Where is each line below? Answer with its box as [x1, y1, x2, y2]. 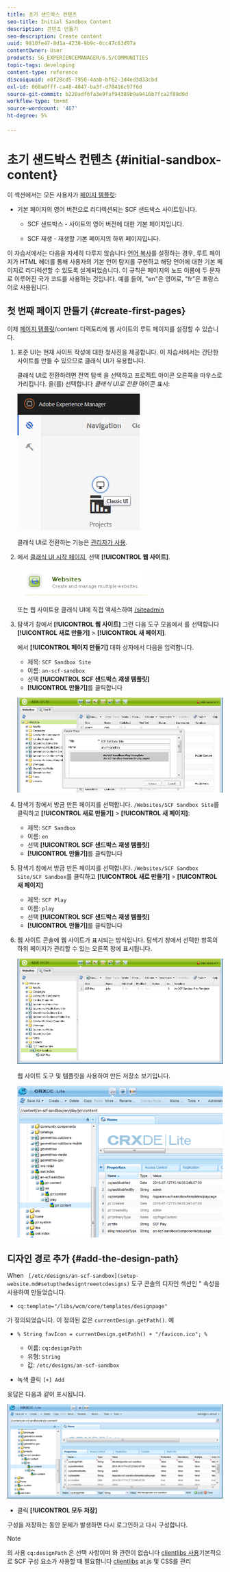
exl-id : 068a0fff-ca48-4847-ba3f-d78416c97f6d [7, 83, 142, 90]
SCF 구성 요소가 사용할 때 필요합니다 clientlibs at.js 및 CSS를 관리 [14, 1557, 192, 1566]
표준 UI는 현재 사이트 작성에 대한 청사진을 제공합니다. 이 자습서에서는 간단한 [16, 348, 219, 356]
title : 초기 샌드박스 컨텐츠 [7, 11, 77, 18]
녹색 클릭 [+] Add [16, 1375, 65, 1383]
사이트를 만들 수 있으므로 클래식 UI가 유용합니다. [16, 356, 146, 365]
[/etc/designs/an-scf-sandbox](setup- [28, 1272, 139, 1279]
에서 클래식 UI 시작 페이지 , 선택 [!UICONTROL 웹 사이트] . [16, 553, 170, 561]
